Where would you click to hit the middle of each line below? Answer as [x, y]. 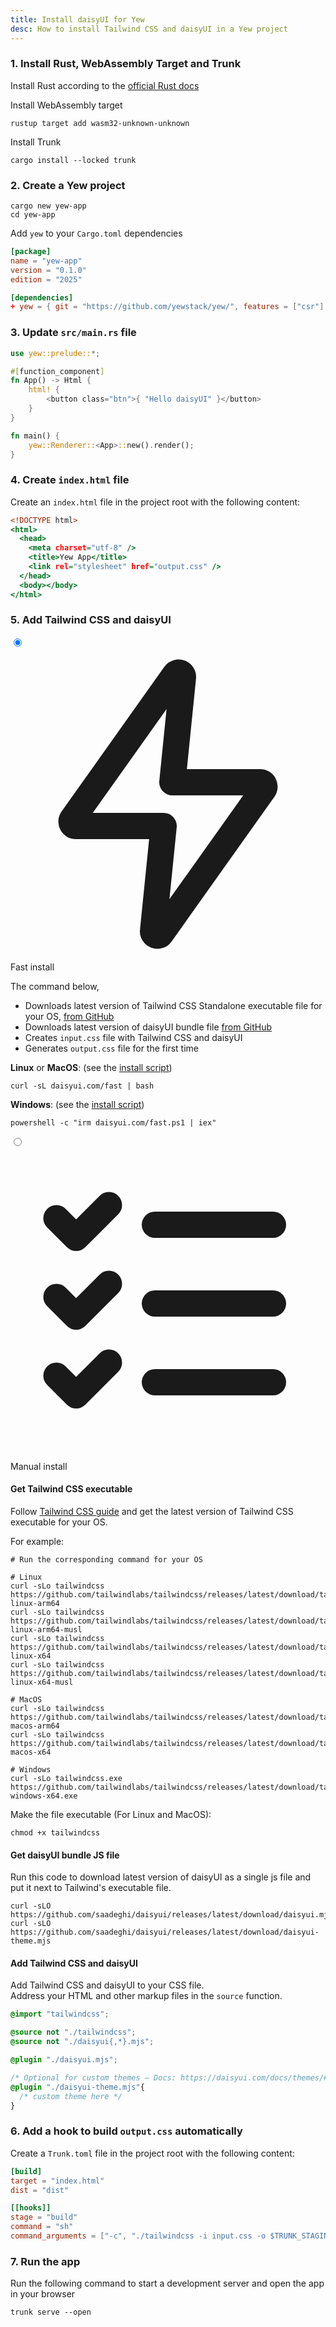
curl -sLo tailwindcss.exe [66, 1779]
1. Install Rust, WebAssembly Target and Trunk [126, 64]
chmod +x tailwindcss [55, 1833]
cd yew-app [33, 215]
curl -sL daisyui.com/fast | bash [82, 1086]
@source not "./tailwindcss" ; [73, 2032]
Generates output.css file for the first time [111, 1048]
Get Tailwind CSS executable [71, 1489]
